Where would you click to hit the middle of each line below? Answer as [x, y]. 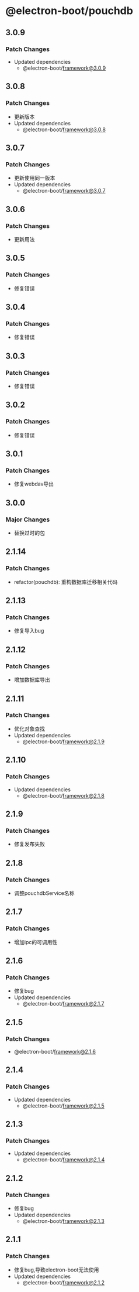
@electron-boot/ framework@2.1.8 [63, 795]
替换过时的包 [29, 533]
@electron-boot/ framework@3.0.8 [64, 129]
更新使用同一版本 [34, 178]
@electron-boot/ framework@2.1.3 [63, 1221]
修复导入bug [29, 631]
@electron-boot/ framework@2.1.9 [64, 741]
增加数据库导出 [32, 680]
